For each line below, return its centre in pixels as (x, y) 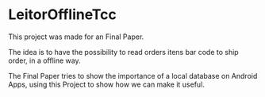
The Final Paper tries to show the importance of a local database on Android (133, 76)
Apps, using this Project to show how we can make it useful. (106, 84)
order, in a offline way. (44, 60)
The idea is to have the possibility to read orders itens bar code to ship (124, 52)
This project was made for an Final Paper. (76, 37)
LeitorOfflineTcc (62, 15)
